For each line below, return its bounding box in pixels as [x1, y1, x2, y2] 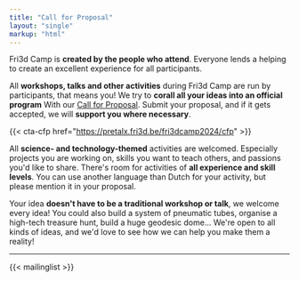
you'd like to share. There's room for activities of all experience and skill [9, 162, 276, 173]
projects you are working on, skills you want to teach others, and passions [9, 153, 282, 164]
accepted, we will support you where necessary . [9, 108, 191, 120]
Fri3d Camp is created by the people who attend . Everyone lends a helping [9, 54, 287, 65]
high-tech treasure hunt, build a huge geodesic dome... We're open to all [9, 217, 276, 228]
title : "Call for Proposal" [9, 12, 114, 22]
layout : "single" [9, 21, 74, 30]
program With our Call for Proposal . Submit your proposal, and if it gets [9, 100, 271, 110]
